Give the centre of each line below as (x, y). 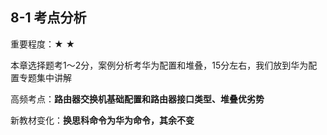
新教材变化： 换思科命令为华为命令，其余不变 (102, 120)
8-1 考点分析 (48, 18)
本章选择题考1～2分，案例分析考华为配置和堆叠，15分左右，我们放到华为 (159, 65)
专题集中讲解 (45, 77)
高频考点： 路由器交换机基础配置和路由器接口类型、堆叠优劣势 (137, 99)
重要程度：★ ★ (43, 44)
